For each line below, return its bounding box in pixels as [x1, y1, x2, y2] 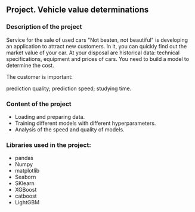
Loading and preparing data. [14, 113, 85, 120]
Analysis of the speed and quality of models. [14, 125, 125, 133]
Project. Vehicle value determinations [6, 5, 149, 15]
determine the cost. [6, 62, 55, 69]
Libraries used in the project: [6, 140, 91, 149]
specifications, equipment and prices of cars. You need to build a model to [6, 55, 190, 62]
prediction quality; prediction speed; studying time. [6, 85, 132, 92]
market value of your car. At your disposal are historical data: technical [6, 49, 180, 56]
